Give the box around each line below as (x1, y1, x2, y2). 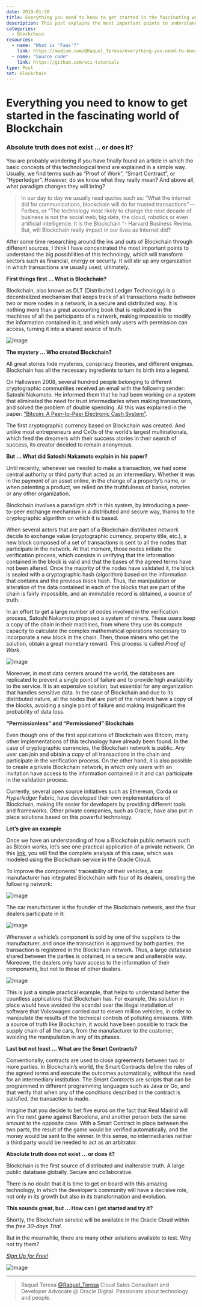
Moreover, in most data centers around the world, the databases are (6, 669, 175, 677)
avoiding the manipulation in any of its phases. (6, 1033, 121, 1040)
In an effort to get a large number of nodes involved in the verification (6, 608, 179, 615)
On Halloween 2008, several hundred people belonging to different (6, 378, 173, 385)
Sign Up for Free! (6, 1252, 49, 1259)
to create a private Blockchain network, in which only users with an (6, 763, 173, 770)
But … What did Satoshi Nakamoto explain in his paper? (6, 453, 148, 460)
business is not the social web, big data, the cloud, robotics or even (20, 213, 188, 220)
